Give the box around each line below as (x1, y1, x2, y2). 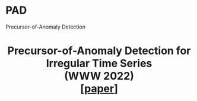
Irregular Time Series (46, 57, 152, 70)
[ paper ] (80, 82, 118, 96)
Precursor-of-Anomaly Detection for (7, 44, 191, 58)
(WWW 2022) (64, 70, 134, 83)
